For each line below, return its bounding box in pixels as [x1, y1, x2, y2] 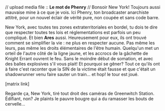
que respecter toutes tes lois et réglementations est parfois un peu [5, 30, 141, 35]
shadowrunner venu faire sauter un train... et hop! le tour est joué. [5, 72, 139, 77]
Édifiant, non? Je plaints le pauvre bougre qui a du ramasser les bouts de [5, 96, 154, 102]
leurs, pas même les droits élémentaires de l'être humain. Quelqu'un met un [5, 45, 159, 51]
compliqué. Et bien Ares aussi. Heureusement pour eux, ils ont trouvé [5, 35, 147, 40]
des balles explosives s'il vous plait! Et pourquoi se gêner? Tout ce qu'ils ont [5, 61, 160, 67]
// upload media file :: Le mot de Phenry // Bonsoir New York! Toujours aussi [5, 4, 161, 10]
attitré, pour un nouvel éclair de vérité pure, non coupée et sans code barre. [5, 15, 160, 20]
